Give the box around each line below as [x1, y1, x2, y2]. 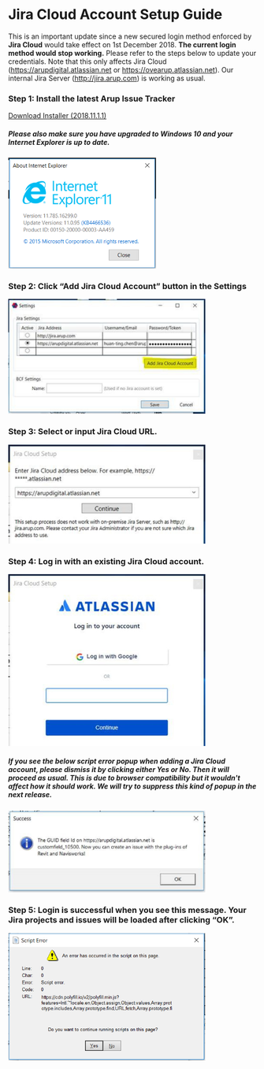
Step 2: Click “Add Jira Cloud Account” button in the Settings [8, 280, 247, 291]
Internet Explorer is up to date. [8, 137, 110, 147]
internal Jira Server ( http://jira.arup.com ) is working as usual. [8, 73, 206, 83]
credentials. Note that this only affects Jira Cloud [8, 57, 167, 66]
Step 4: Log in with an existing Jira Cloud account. [8, 555, 205, 566]
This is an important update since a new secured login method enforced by [8, 32, 252, 41]
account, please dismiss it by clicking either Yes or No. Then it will [8, 765, 230, 774]
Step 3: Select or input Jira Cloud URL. [8, 426, 158, 437]
